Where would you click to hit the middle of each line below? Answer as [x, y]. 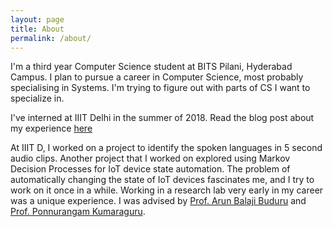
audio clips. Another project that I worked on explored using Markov [150, 158]
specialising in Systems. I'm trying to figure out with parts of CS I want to [160, 88]
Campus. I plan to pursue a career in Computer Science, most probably [157, 77]
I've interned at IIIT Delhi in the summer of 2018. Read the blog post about [162, 118]
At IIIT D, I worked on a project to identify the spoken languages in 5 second [166, 148]
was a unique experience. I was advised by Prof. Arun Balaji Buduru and [158, 201]
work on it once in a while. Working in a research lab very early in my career [167, 190]
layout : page [37, 19]
